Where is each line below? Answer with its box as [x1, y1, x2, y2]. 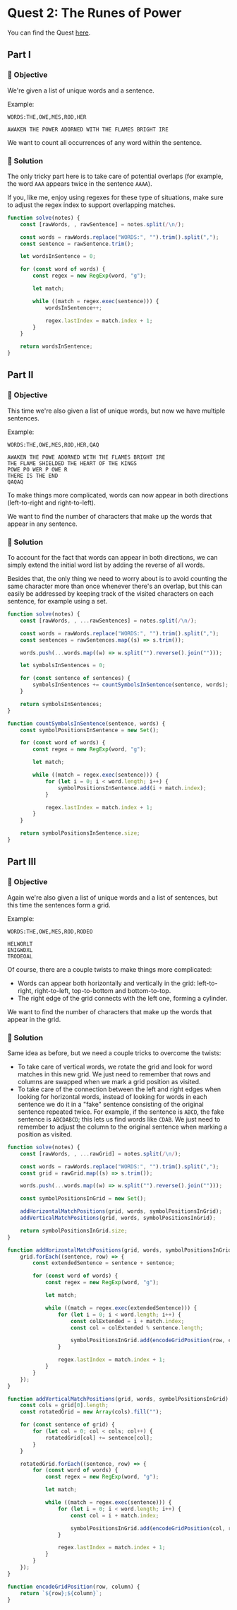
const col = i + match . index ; [70, 1512, 159, 1519]
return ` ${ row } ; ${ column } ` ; [20, 1590, 102, 1597]
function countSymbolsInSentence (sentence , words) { [7, 719, 166, 727]
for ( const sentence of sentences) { [20, 675, 131, 682]
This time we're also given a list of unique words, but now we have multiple [7, 406, 226, 415]
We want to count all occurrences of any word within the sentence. [7, 138, 202, 146]
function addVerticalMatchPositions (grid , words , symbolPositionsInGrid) [7, 1395, 229, 1402]
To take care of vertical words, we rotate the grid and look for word [17, 1062, 213, 1071]
